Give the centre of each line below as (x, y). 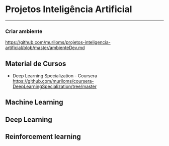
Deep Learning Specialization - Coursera (55, 76)
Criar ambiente (24, 31)
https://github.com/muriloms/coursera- (53, 81)
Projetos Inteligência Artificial (69, 9)
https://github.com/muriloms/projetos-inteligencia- (58, 42)
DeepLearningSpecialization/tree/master (55, 86)
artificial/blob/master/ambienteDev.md (45, 48)
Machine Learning (34, 102)
